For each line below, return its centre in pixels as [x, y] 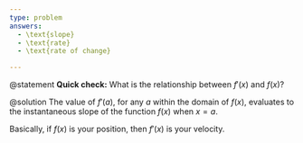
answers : [26, 26]
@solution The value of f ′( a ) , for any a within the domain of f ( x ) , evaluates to [152, 102]
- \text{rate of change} [64, 51]
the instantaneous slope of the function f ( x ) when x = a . [114, 112]
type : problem [36, 18]
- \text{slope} [46, 34]
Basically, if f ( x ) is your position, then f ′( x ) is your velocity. [117, 129]
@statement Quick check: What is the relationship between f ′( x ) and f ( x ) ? [147, 85]
